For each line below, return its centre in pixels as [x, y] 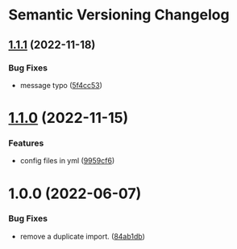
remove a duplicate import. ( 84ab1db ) [82, 236]
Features [26, 143]
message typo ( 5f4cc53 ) [61, 85]
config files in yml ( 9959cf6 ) [67, 161]
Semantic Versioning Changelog [119, 15]
